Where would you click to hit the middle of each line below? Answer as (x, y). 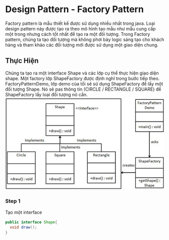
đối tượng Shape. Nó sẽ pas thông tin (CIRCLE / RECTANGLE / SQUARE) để (83, 89)
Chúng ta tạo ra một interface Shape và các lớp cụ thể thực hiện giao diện (82, 73)
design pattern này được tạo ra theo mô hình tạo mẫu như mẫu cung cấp (80, 28)
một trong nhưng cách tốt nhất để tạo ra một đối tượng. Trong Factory (78, 34)
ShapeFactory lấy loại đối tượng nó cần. (46, 94)
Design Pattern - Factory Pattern (74, 9)
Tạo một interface (24, 212)
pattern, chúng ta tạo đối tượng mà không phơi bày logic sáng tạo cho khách (85, 39)
